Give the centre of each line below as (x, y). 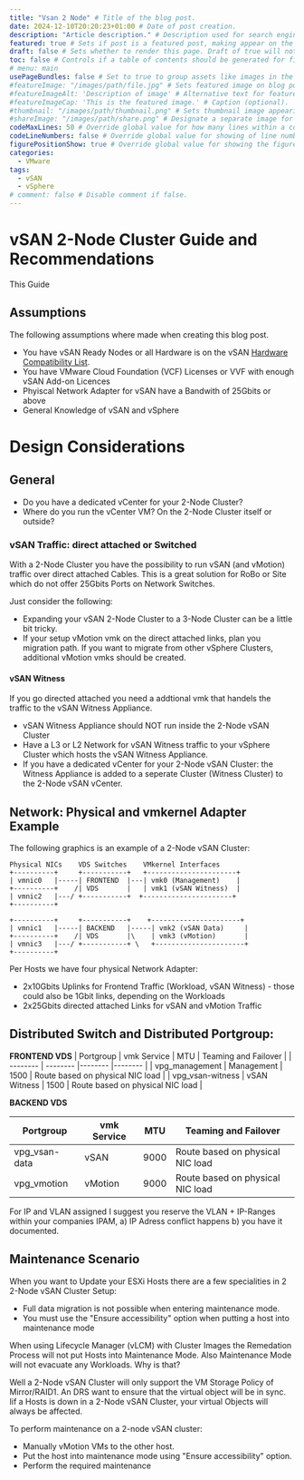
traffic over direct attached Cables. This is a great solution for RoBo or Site (148, 574)
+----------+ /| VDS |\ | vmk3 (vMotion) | (129, 936)
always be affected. (46, 1411)
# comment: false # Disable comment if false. (99, 195)
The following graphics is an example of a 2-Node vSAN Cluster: (130, 848)
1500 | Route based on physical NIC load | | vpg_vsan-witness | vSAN (139, 1075)
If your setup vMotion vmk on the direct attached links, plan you (141, 638)
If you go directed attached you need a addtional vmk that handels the (140, 699)
